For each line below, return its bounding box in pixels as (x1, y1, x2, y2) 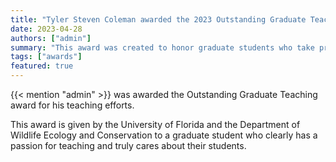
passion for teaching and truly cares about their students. (10, 140, 247, 151)
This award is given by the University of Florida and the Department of (10, 119, 301, 130)
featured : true (10, 61, 74, 71)
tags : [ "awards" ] (10, 52, 83, 62)
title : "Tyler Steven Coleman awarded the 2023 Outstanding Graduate (10, 14, 307, 25)
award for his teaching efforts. (10, 99, 135, 111)
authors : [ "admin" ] (10, 33, 92, 43)
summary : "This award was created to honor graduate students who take (10, 42, 315, 53)
